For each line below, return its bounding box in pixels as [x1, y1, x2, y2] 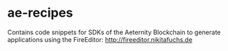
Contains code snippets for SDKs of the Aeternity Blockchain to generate [7, 28, 222, 36]
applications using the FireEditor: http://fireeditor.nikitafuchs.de [7, 35, 193, 43]
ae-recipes [7, 5, 73, 21]
